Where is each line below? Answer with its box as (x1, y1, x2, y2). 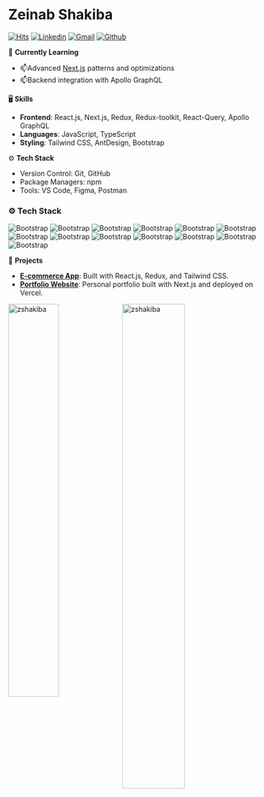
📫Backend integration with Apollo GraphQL (19, 75, 163, 84)
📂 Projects (8, 256, 44, 266)
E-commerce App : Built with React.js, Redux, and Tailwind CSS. (19, 271, 229, 281)
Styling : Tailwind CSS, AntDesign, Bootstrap (19, 138, 165, 147)
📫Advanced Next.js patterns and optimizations (19, 63, 175, 72)
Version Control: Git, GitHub (19, 169, 111, 178)
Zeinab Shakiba (8, 6, 113, 24)
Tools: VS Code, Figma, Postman (19, 185, 128, 195)
